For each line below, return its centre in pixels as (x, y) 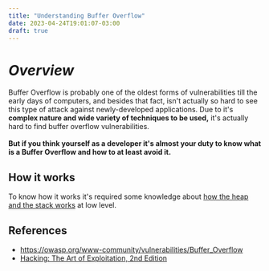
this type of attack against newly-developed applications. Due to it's (121, 110)
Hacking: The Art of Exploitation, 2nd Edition (93, 258)
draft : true (28, 30)
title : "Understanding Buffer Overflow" (77, 16)
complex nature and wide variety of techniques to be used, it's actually (128, 118)
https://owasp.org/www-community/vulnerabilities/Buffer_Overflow (131, 249)
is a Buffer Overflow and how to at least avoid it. (90, 152)
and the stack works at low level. (62, 205)
